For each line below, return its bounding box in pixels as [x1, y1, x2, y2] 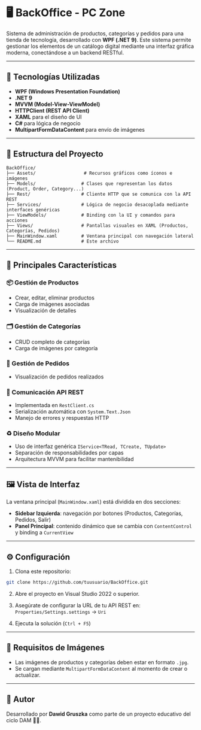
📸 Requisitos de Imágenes [6, 643, 105, 653]
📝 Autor [6, 694, 35, 705]
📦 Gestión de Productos [6, 278, 79, 286]
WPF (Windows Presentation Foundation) [14, 87, 121, 95]
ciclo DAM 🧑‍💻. [6, 716, 42, 723]
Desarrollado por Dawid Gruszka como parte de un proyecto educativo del [6, 710, 191, 717]
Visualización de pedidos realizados [14, 373, 104, 380]
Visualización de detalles [14, 307, 77, 314]
